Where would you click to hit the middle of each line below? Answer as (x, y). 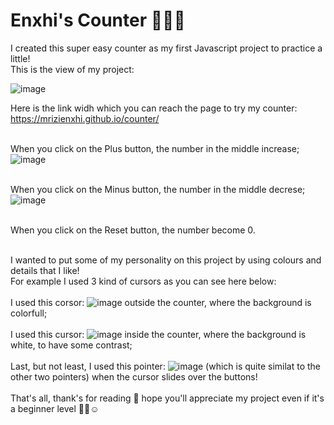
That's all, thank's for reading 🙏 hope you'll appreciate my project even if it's (167, 398)
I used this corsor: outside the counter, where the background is (161, 302)
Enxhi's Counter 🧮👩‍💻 (98, 20)
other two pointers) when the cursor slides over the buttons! (134, 376)
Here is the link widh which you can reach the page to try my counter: (154, 108)
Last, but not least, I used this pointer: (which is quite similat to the (166, 366)
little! (20, 58)
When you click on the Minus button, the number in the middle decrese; (158, 189)
